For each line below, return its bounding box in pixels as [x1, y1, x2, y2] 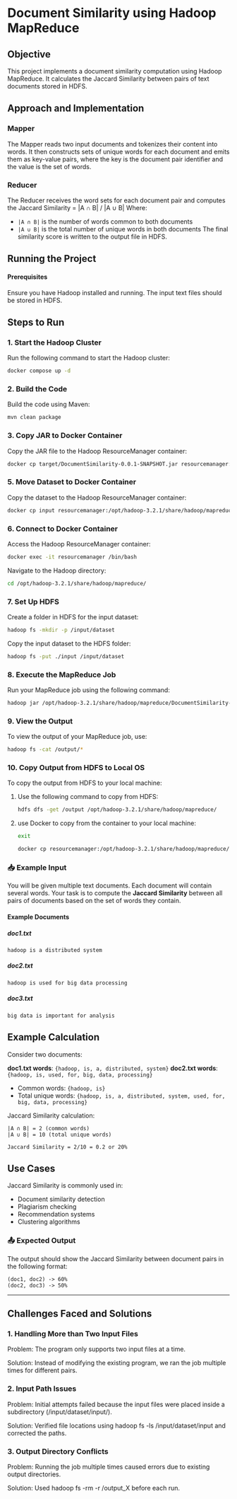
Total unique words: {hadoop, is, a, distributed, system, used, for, [17, 1091, 226, 1100]
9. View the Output [7, 716, 73, 726]
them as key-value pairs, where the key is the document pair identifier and [7, 154, 224, 163]
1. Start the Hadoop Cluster [7, 338, 102, 348]
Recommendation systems [17, 1210, 95, 1219]
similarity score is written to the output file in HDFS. [17, 232, 168, 241]
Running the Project [7, 253, 97, 265]
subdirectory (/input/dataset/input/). [7, 1407, 113, 1416]
